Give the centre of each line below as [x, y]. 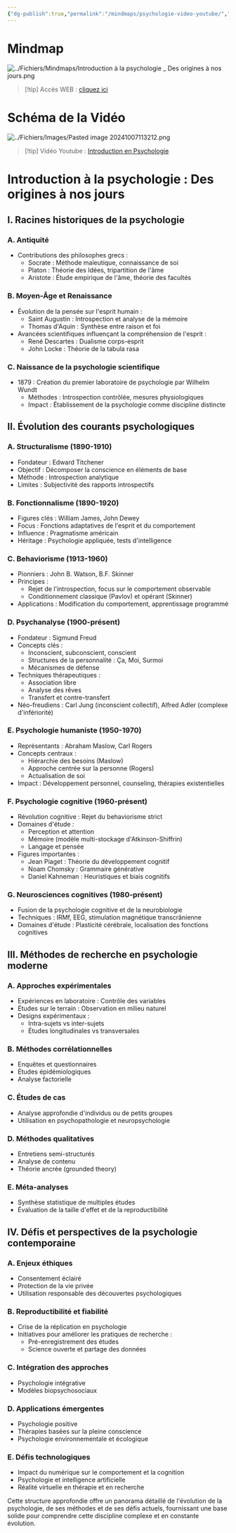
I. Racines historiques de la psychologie [96, 220]
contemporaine [41, 1243]
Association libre [52, 682]
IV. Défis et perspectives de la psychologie [103, 1232]
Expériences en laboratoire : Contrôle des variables [92, 1001]
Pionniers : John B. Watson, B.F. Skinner [76, 574]
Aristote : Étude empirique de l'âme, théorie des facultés [110, 278]
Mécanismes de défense [64, 667]
